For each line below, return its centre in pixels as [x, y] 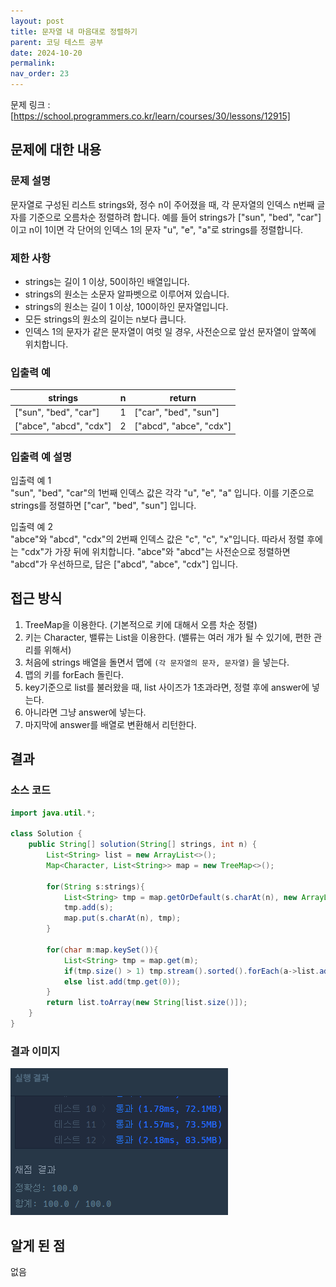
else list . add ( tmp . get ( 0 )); [122, 981]
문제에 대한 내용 [56, 150]
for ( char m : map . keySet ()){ [102, 950]
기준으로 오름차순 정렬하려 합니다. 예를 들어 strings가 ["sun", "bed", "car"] [175, 217]
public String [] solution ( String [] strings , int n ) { [142, 845]
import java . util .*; [53, 813]
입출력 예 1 [31, 481]
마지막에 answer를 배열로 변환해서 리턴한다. [110, 724]
